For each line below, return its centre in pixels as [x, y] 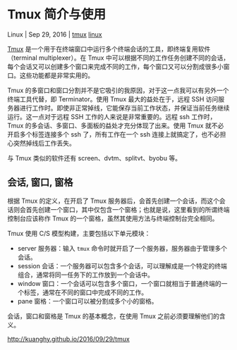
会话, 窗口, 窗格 [40, 183]
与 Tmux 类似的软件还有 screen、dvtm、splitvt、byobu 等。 [95, 158]
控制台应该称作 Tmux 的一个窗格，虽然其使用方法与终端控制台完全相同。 [113, 218]
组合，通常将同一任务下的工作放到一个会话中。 [85, 275]
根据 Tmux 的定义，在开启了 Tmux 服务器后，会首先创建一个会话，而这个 [114, 201]
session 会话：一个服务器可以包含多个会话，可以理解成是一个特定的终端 [122, 265]
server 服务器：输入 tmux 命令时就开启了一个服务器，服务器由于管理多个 [122, 248]
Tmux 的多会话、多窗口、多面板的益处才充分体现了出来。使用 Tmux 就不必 [116, 125]
